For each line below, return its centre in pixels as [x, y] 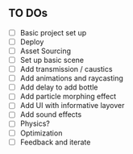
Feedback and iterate [55, 142]
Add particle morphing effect [68, 97]
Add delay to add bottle [59, 87]
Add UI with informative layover [72, 106]
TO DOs [28, 13]
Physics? [35, 123]
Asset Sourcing [45, 51]
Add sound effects [51, 114]
